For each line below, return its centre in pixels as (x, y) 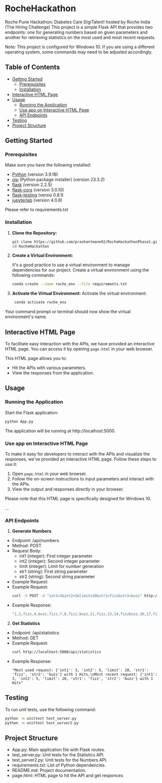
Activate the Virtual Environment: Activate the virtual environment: (79, 293)
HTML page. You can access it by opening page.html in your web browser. (79, 349)
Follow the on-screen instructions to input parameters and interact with (83, 478)
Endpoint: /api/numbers (36, 541)
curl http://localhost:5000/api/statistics (57, 652)
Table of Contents (33, 67)
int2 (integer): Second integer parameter (59, 561)
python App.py (19, 421)
